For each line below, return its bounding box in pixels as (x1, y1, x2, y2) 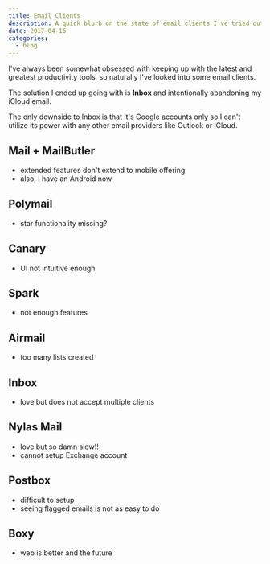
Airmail (8, 331, 46, 344)
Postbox (8, 474, 51, 488)
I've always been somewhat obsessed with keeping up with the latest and (8, 64, 252, 73)
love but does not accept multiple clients (19, 397, 155, 406)
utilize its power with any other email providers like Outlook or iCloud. (8, 121, 238, 130)
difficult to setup (19, 495, 75, 504)
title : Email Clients (8, 11, 81, 20)
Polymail (8, 197, 53, 211)
